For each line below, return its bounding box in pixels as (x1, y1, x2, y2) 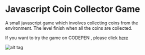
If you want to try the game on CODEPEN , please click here (5, 35, 128, 41)
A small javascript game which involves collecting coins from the (5, 20, 138, 26)
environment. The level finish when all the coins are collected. (5, 25, 132, 31)
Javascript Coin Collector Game (5, 3, 140, 15)
